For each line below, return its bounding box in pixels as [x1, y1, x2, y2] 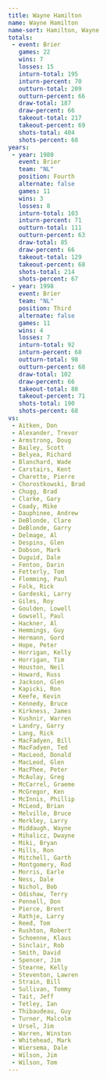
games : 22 [18, 48, 51, 56]
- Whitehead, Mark [11, 1036, 72, 1044]
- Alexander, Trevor [11, 428, 79, 437]
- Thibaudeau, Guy [11, 1007, 72, 1015]
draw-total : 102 [18, 370, 72, 378]
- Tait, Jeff [11, 993, 55, 1001]
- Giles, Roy [11, 597, 55, 605]
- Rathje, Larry [11, 912, 65, 920]
